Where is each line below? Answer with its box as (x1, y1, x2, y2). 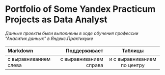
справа (85, 62, 104, 69)
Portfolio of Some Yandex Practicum (5, 3, 156, 15)
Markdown (7, 47, 33, 54)
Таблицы (121, 47, 144, 54)
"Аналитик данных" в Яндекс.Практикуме (5, 36, 93, 41)
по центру (120, 62, 145, 69)
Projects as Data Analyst (5, 14, 108, 25)
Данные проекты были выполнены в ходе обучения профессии (5, 30, 138, 36)
